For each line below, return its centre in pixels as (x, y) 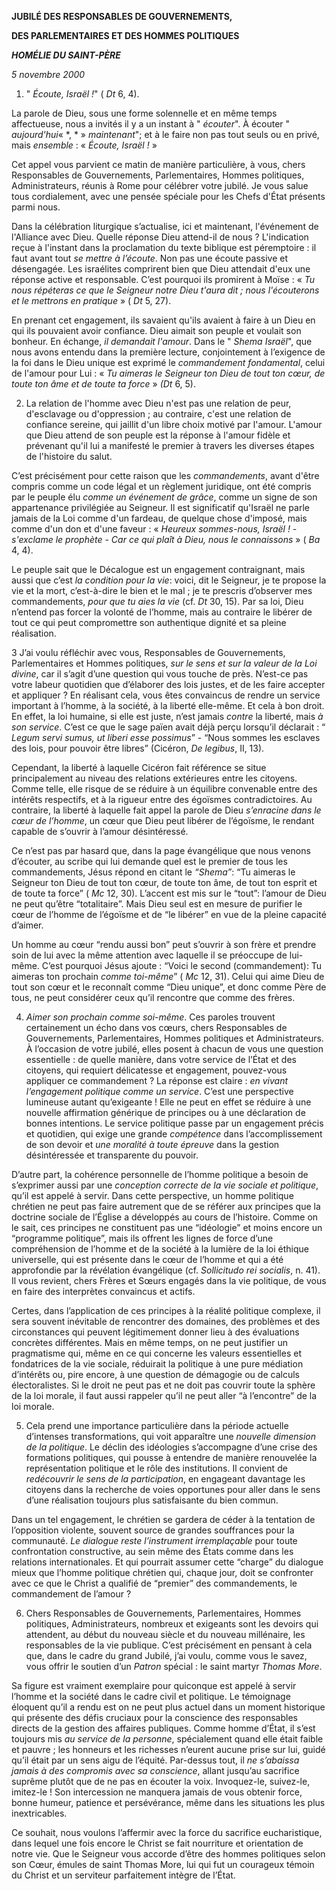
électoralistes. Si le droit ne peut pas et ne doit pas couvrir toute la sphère (163, 1385)
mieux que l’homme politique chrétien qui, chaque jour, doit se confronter (162, 1572)
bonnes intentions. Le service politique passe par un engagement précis (174, 1123)
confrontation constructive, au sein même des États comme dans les (152, 1551)
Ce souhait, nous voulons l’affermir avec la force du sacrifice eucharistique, (167, 1832)
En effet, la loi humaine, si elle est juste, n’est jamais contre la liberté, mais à (167, 716)
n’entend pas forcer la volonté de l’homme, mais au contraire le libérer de (162, 612)
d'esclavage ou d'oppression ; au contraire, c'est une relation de (158, 414)
